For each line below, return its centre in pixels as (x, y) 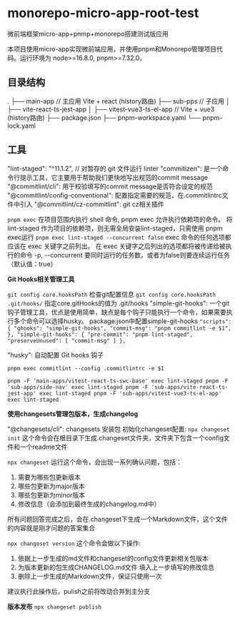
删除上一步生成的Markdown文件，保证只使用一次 (90, 576)
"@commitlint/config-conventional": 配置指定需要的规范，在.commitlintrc (115, 195)
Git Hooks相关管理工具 (41, 279)
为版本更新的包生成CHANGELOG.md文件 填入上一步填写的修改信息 (116, 567)
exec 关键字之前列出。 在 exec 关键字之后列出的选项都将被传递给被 (127, 246)
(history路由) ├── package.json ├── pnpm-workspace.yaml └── (104, 117)
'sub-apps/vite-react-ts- (190, 387)
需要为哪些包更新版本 (49, 477)
